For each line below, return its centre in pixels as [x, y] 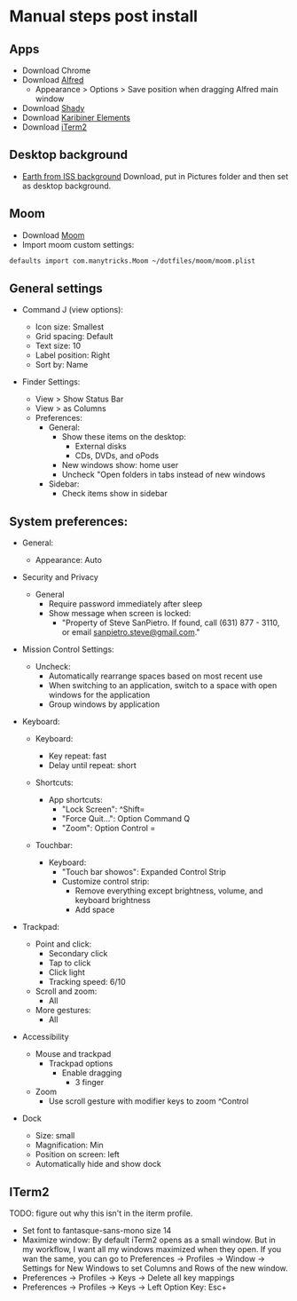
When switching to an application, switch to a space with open [163, 686]
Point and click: [63, 944]
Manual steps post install [103, 16]
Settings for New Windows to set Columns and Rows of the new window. [155, 1268]
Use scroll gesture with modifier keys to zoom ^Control [148, 1101]
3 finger [90, 1083]
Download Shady [53, 108]
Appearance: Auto [68, 560]
